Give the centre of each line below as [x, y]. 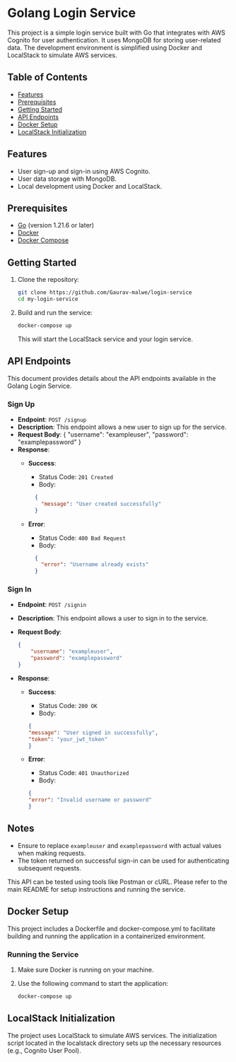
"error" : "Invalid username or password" [90, 800]
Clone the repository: [48, 280]
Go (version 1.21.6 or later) [56, 225]
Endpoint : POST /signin [52, 605]
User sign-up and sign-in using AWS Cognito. [84, 171]
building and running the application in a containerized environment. [107, 936]
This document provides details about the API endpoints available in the [112, 378]
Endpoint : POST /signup [52, 419]
